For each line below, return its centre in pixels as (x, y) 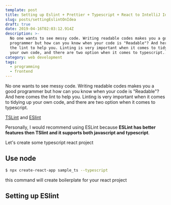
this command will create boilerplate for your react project (66, 180)
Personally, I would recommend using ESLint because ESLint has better (81, 127)
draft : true (18, 24)
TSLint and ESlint (23, 117)
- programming (25, 67)
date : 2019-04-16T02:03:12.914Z (39, 29)
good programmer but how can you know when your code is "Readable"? (82, 91)
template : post (21, 10)
